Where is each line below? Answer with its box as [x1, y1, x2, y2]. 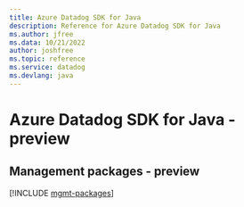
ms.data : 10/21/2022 [9, 37, 86, 47]
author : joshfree [9, 46, 74, 55]
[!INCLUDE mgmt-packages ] [9, 187, 114, 198]
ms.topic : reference [9, 54, 86, 63]
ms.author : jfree [9, 29, 74, 38]
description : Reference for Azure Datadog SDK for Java [9, 21, 221, 30]
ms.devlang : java [9, 71, 74, 80]
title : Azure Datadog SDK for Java [9, 12, 142, 22]
